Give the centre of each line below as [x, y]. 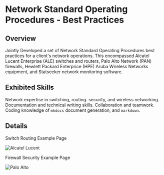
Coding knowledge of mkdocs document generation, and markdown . [73, 110]
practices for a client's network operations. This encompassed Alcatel [77, 56]
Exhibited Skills [29, 87]
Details [16, 126]
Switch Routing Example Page [36, 138]
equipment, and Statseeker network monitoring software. [64, 72]
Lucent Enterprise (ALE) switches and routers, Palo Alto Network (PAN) [78, 61]
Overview [21, 38]
